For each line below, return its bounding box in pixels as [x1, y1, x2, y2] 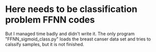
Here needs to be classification [5, 3, 137, 15]
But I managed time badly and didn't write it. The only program [5, 30, 135, 36]
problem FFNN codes [5, 14, 95, 25]
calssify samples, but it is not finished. [5, 41, 84, 47]
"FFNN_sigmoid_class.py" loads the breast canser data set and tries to [5, 36, 151, 42]
